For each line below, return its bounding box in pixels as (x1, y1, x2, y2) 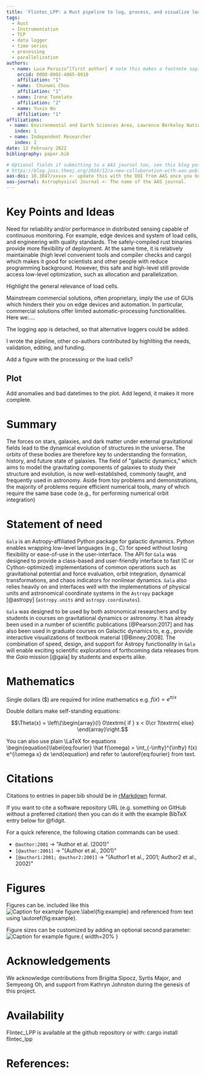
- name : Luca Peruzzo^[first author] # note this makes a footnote (12, 65, 187, 72)
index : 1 (14, 128, 37, 134)
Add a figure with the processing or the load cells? (6, 355, 133, 363)
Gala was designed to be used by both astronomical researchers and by (6, 608, 187, 615)
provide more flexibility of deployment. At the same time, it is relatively (6, 245, 183, 252)
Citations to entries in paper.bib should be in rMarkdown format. (6, 792, 168, 799)
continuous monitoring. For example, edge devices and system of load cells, (6, 231, 198, 239)
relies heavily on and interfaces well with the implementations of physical (6, 583, 190, 590)
